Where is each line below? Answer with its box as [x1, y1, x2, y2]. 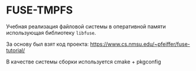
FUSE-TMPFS [6, 4, 73, 17]
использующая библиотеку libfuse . [6, 29, 97, 36]
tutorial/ [6, 46, 25, 53]
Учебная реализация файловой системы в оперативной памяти [6, 23, 166, 30]
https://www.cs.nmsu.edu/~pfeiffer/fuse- [90, 40, 190, 48]
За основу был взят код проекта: [6, 40, 89, 48]
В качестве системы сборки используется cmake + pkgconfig [6, 58, 161, 65]
